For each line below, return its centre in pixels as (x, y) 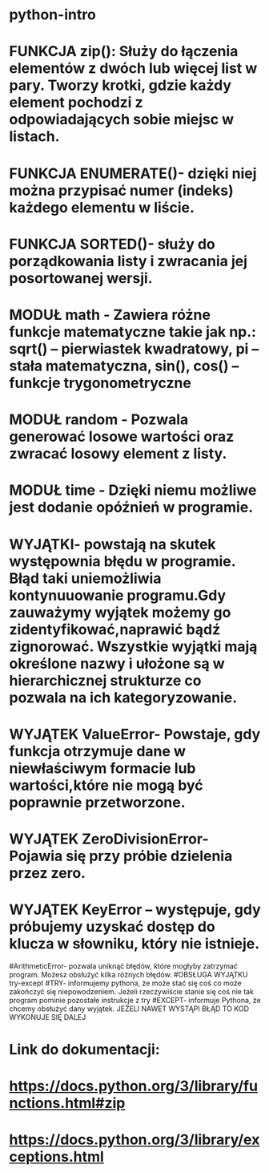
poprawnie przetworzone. (98, 802)
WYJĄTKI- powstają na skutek (112, 544)
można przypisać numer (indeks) (122, 190)
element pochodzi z (76, 103)
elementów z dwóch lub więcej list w (133, 69)
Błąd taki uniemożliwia (85, 578)
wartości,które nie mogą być (106, 785)
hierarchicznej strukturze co (106, 680)
